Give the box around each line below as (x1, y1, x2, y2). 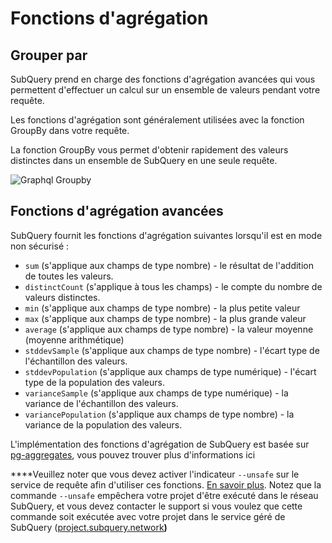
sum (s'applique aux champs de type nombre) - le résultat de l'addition (24, 259, 314, 271)
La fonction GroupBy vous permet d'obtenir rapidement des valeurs (10, 144, 289, 156)
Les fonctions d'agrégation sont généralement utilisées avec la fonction (10, 114, 305, 126)
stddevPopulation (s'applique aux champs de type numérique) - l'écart (24, 365, 317, 377)
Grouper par (10, 47, 88, 64)
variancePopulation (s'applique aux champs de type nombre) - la (24, 408, 295, 420)
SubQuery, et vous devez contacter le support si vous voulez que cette (10, 500, 303, 512)
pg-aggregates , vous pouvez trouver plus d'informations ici (10, 448, 256, 461)
